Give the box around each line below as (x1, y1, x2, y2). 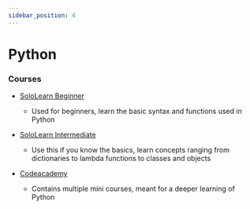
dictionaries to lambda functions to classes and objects (31, 154, 211, 163)
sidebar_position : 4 (8, 11, 76, 20)
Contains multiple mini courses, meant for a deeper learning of (31, 184, 235, 193)
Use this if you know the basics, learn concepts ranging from (31, 145, 230, 155)
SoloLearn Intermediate (19, 130, 96, 140)
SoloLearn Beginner (19, 91, 85, 101)
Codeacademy (19, 169, 68, 178)
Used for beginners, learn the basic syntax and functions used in (31, 107, 242, 116)
